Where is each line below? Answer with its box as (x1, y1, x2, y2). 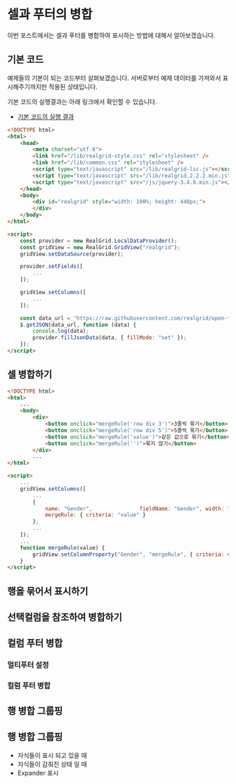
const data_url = (20, 315, 71, 322)
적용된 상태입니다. (48, 82, 98, 91)
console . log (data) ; (32, 328, 90, 335)
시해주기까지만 (7, 82, 48, 91)
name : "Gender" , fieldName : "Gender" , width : (44, 505, 225, 512)
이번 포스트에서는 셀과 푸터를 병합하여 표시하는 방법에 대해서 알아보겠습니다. (7, 31, 216, 39)
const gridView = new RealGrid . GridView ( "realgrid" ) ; (20, 244, 181, 251)
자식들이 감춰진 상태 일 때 (17, 759, 88, 768)
